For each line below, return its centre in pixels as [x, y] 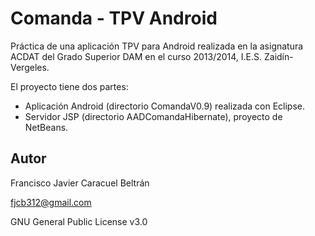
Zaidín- [278, 56]
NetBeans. [46, 127]
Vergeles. [30, 67]
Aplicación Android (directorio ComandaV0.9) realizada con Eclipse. [165, 106]
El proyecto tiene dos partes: [69, 86]
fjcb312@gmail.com [51, 202]
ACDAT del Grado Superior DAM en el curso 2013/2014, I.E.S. [136, 56]
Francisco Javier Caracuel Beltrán [80, 183]
